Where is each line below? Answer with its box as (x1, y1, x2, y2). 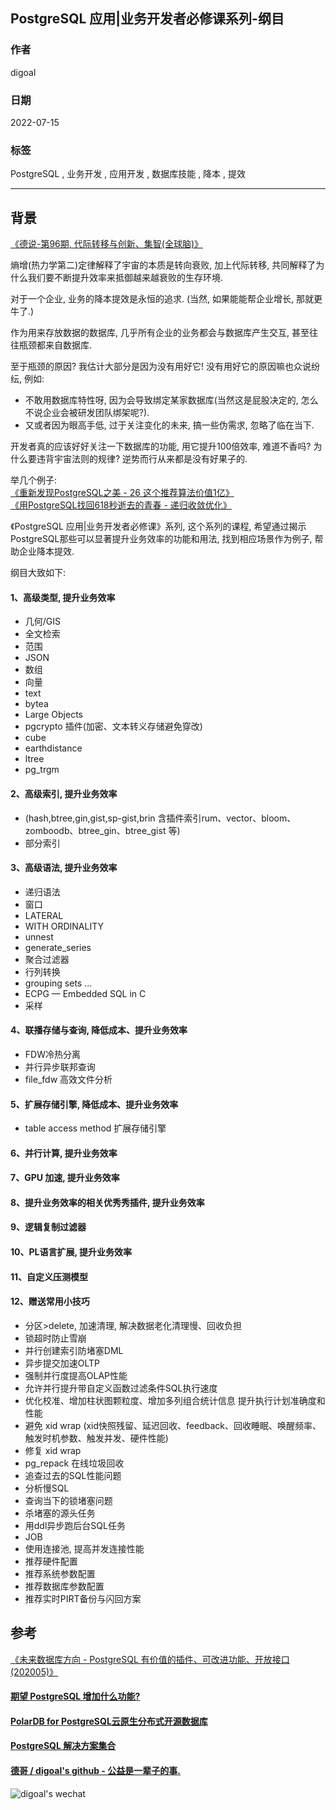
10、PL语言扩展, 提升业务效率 (10, 1246, 133, 1258)
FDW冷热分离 (24, 1048, 81, 1060)
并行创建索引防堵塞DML (24, 1344, 124, 1356)
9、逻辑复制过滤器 (10, 1221, 87, 1233)
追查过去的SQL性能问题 (24, 1469, 122, 1481)
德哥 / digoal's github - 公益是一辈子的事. (10, 1765, 181, 1777)
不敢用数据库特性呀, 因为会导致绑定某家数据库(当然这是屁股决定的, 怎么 (24, 394, 319, 406)
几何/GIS (24, 615, 62, 628)
